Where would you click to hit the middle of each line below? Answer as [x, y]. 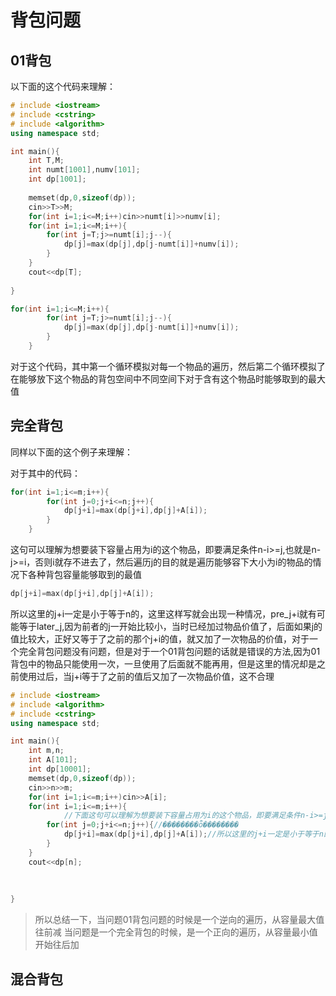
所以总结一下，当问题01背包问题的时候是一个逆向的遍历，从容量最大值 [179, 920]
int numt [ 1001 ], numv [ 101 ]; [84, 170]
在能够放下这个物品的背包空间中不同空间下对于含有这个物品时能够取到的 [159, 378]
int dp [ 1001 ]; [57, 179]
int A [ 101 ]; [53, 760]
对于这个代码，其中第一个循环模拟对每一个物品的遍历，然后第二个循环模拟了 [168, 366]
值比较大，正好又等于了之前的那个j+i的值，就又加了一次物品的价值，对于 [160, 638]
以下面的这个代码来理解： [63, 86]
